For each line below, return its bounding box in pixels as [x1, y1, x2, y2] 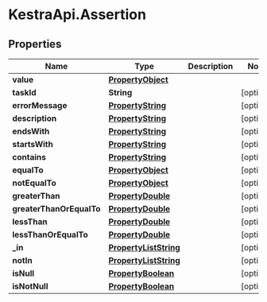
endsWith [12, 126, 50, 137]
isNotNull [12, 281, 49, 292]
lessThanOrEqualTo [12, 229, 89, 240]
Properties [8, 37, 62, 51]
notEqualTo [12, 177, 57, 188]
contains [12, 152, 46, 162]
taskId [12, 87, 37, 98]
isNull [12, 268, 35, 279]
